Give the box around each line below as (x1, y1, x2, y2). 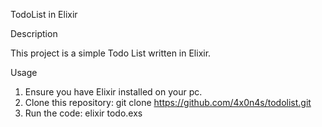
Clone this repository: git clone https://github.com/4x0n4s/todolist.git (24, 97, 312, 108)
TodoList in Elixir (10, 9, 78, 20)
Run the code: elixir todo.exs (24, 107, 143, 119)
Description (10, 28, 58, 39)
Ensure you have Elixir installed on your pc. (24, 86, 203, 98)
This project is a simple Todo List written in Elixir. (10, 47, 212, 59)
